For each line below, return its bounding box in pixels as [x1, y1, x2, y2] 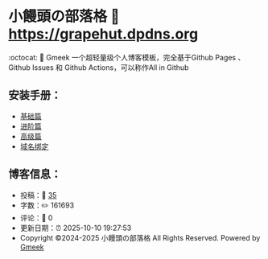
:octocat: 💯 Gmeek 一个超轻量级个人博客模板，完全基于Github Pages [8, 52, 237, 62]
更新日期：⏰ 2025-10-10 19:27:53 [19, 223, 132, 232]
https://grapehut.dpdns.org [8, 25, 199, 43]
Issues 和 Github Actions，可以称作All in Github [31, 62, 189, 72]
